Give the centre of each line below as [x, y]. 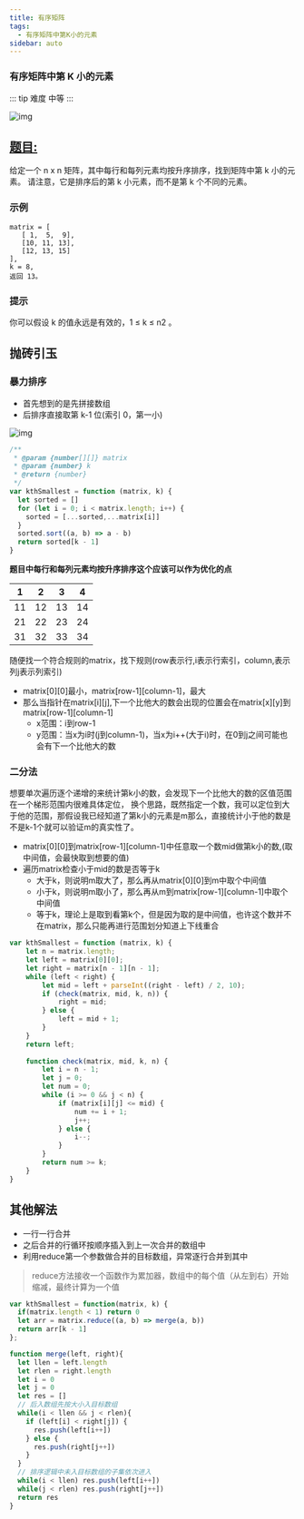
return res [38, 1497]
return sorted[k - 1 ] [59, 542]
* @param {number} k [52, 466]
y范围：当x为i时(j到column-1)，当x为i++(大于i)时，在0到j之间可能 [158, 735]
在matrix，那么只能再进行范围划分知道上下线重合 [127, 926]
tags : [20, 26]
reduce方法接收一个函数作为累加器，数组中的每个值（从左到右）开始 [160, 1275]
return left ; [50, 1044]
